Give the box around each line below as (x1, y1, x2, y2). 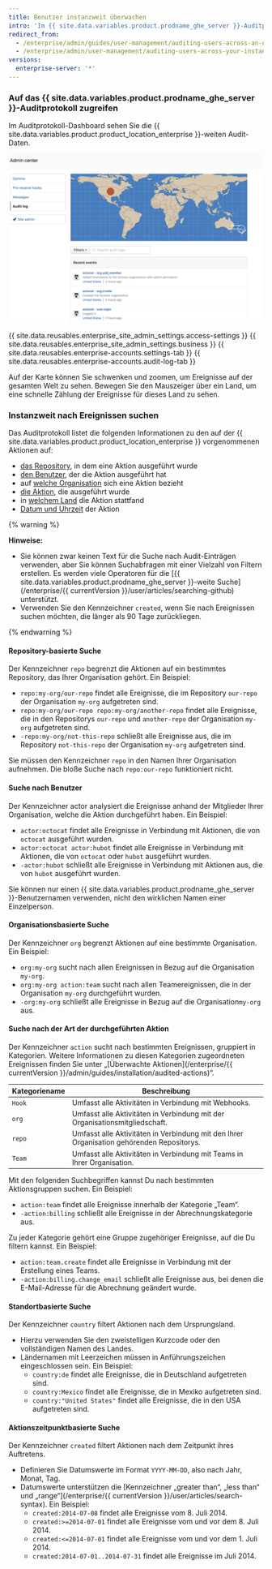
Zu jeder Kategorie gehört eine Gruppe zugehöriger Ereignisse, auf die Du (8, 1233, 255, 1243)
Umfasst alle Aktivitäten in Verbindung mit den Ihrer (71, 1128, 244, 1139)
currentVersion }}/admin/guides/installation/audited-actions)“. (8, 1068, 215, 1078)
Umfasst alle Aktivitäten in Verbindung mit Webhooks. (71, 1098, 251, 1107)
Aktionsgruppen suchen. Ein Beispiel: (8, 1184, 134, 1194)
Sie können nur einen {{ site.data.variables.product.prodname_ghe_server (8, 884, 255, 894)
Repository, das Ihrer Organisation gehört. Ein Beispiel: (8, 673, 191, 682)
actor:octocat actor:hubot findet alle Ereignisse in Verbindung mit (19, 842, 244, 852)
